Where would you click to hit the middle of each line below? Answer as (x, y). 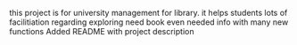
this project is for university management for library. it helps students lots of (148, 13)
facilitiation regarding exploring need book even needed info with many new (149, 22)
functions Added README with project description (102, 31)
